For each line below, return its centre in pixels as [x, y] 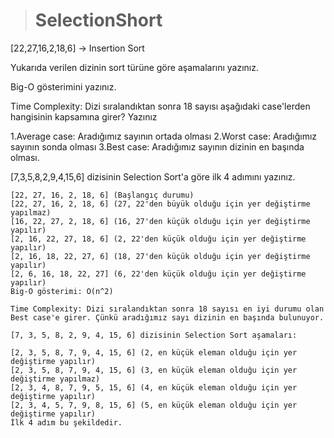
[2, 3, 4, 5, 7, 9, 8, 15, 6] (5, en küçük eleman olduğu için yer [154, 405]
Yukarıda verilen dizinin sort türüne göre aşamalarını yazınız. [134, 67]
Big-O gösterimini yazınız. [63, 86]
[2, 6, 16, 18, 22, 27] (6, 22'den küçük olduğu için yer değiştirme [158, 274]
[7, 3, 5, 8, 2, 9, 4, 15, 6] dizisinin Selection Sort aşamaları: [154, 335]
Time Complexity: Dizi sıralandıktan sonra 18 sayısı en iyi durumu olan [167, 309]
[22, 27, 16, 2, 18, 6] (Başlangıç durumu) [102, 195]
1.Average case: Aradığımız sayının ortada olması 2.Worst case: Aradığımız [164, 136]
